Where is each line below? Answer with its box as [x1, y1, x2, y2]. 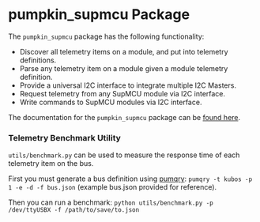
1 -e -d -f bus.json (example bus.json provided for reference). [8, 182, 217, 192]
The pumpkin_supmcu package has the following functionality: [8, 32, 205, 41]
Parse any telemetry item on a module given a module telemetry [19, 63, 228, 73]
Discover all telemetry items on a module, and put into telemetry [19, 47, 228, 56]
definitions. [19, 55, 57, 65]
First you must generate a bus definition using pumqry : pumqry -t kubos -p [8, 174, 253, 183]
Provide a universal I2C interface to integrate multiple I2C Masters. [19, 81, 237, 90]
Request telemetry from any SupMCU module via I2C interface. [19, 88, 226, 98]
